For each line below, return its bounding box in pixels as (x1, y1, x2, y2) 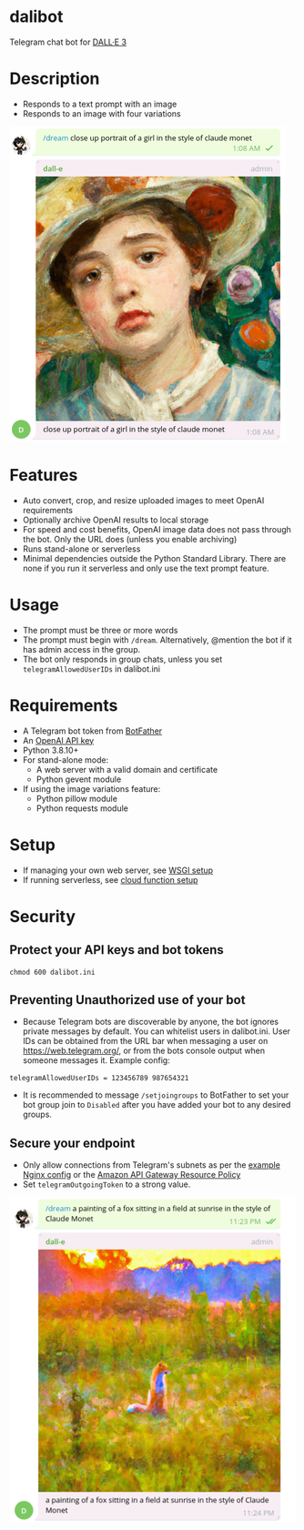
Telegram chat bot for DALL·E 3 (9, 36, 127, 47)
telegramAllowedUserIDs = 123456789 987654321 (9, 1074, 189, 1083)
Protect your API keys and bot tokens (9, 942, 225, 958)
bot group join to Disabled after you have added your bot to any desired (22, 1099, 291, 1110)
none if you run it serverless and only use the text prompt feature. (22, 562, 270, 573)
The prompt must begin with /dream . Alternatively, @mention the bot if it (22, 634, 293, 645)
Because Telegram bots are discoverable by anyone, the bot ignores (22, 1017, 279, 1028)
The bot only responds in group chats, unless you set (22, 654, 223, 664)
